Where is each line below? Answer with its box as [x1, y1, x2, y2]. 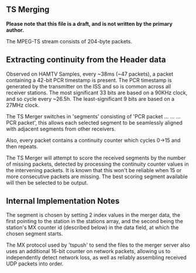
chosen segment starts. [6, 230, 63, 237]
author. [6, 26, 25, 33]
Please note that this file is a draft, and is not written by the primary [6, 20, 173, 27]
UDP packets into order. [6, 260, 64, 267]
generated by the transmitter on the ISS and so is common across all [6, 83, 171, 90]
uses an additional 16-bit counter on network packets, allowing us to [6, 248, 171, 255]
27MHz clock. [6, 101, 40, 108]
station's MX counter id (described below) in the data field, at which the [6, 224, 179, 231]
